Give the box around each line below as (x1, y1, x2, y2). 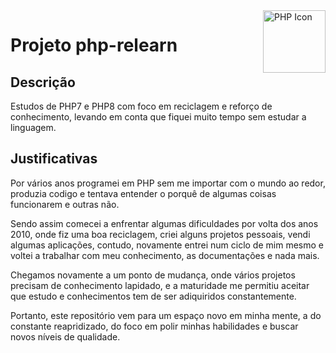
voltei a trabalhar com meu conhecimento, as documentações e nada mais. (10, 249, 320, 261)
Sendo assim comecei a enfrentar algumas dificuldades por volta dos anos (10, 217, 319, 229)
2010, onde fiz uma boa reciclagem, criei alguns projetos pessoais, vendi (10, 228, 311, 240)
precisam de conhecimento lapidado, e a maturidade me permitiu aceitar (10, 279, 310, 291)
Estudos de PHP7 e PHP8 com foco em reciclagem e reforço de (10, 100, 273, 112)
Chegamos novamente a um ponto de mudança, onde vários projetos (10, 269, 296, 281)
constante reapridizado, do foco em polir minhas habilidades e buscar (10, 320, 299, 332)
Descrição (10, 74, 76, 91)
